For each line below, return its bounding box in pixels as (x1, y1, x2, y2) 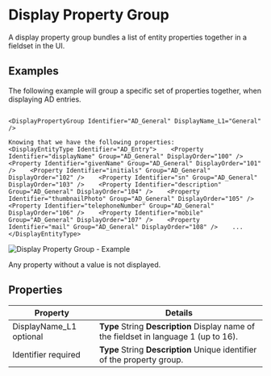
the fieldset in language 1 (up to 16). (99, 331, 239, 342)
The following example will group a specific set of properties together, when (8, 86, 262, 95)
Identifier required (12, 349, 81, 360)
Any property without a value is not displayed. (8, 260, 161, 269)
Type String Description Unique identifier (99, 344, 257, 355)
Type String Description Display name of (99, 320, 256, 332)
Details (165, 307, 194, 318)
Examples (8, 65, 59, 78)
